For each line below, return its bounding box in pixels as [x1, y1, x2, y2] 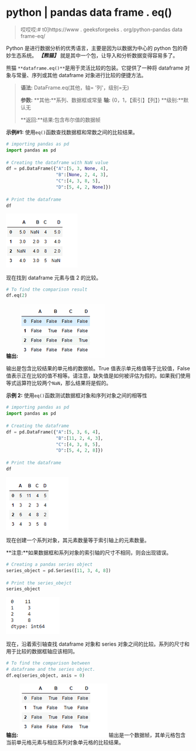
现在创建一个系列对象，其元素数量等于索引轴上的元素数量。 [6, 536, 150, 543]
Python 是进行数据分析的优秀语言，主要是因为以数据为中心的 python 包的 [6, 44, 183, 51]
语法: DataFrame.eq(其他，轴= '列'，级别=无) [20, 84, 130, 91]
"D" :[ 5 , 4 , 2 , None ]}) [56, 184, 111, 190]
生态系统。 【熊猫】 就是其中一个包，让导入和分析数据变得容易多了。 [11, 51, 178, 58]
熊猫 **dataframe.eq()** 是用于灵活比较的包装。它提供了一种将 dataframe [6, 64, 184, 71]
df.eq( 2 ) [6, 292, 27, 298]
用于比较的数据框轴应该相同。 [6, 648, 78, 655]
